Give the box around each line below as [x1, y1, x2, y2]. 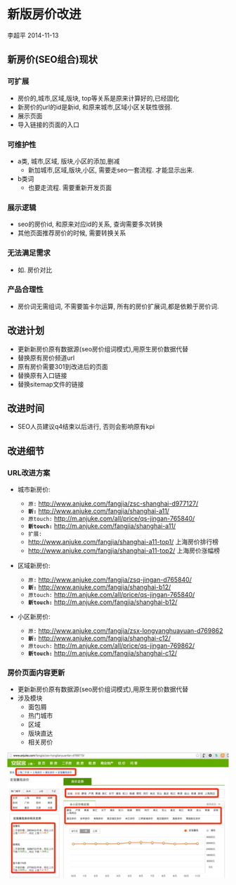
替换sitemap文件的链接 [17, 379, 84, 388]
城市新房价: [17, 485, 51, 494]
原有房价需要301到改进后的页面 [17, 362, 108, 370]
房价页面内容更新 [7, 668, 65, 678]
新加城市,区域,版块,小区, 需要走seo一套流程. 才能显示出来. [27, 165, 195, 174]
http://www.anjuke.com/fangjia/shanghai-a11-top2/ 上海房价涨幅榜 [27, 546, 220, 555]
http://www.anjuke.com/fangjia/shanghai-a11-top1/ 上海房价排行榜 [27, 538, 219, 546]
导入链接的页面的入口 [17, 120, 79, 129]
